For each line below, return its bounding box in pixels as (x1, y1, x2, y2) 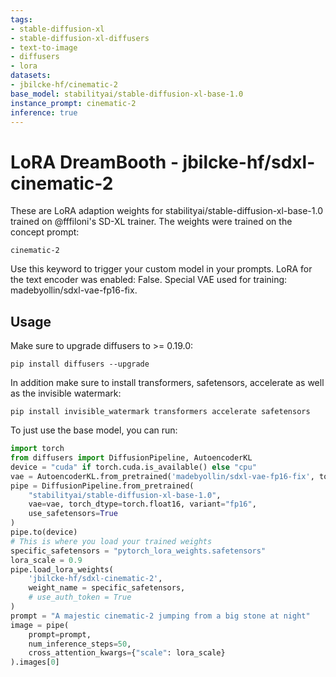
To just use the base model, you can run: (10, 424, 178, 436)
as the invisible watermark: (10, 387, 122, 400)
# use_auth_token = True (28, 592, 132, 603)
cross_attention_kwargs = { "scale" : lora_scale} (28, 648, 226, 658)
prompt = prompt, (28, 629, 92, 640)
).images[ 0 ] (10, 657, 60, 668)
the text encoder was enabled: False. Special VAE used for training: (10, 274, 288, 286)
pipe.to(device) (10, 527, 78, 537)
